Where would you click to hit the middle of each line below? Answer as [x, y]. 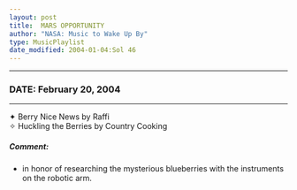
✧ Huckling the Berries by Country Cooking [88, 126]
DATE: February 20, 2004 [65, 89]
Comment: [29, 147]
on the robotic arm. [57, 179]
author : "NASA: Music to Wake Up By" [79, 34]
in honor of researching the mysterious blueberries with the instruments [153, 169]
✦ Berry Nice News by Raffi [60, 117]
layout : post [33, 17]
